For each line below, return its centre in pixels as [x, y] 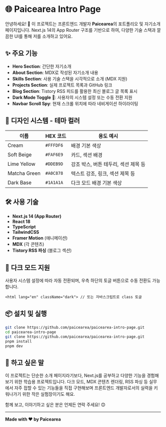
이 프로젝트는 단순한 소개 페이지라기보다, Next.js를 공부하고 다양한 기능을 [75, 375]
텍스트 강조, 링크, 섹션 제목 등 [103, 173]
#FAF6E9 [54, 154]
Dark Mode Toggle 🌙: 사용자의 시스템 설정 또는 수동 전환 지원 [72, 97]
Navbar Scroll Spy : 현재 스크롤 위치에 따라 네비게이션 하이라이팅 [75, 103]
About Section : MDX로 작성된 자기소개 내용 [55, 72]
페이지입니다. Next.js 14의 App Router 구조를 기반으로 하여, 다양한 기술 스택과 [81, 30]
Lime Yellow [21, 164]
